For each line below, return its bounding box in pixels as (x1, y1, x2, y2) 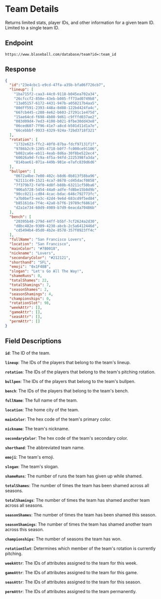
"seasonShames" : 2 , (9, 287, 49, 292)
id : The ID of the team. (5, 350, 51, 356)
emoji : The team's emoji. (5, 454, 54, 460)
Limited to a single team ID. (5, 24, 59, 30)
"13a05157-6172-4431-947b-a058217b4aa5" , (14, 101, 99, 106)
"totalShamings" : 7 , (9, 282, 51, 287)
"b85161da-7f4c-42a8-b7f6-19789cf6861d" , (14, 201, 99, 206)
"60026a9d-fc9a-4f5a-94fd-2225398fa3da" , (14, 155, 99, 160)
